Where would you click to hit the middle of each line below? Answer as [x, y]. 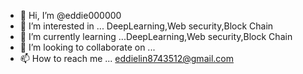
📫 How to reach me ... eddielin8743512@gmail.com [126, 58]
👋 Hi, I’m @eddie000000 [70, 15]
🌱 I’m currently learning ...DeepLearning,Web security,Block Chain [156, 36]
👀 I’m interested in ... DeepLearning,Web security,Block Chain [146, 26]
